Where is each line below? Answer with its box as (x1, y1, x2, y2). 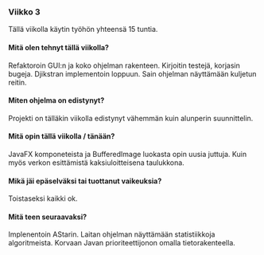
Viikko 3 (8, 6, 41, 18)
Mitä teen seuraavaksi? (8, 212, 87, 222)
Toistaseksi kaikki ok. (8, 194, 78, 203)
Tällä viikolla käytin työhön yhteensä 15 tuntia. (8, 25, 158, 34)
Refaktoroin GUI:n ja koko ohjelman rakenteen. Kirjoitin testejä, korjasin (8, 61, 240, 70)
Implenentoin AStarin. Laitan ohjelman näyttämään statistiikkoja (8, 229, 215, 239)
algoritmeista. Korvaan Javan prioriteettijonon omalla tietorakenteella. (8, 238, 236, 248)
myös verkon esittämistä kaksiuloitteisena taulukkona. (8, 158, 184, 167)
